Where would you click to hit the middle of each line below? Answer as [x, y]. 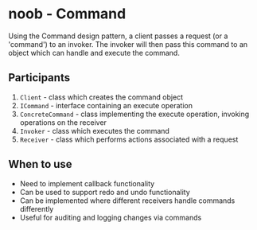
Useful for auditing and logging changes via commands [111, 217]
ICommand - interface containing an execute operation [106, 105]
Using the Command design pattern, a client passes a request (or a [118, 36]
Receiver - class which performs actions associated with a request [129, 139]
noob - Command [67, 14]
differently [37, 209]
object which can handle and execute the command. [94, 53]
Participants [39, 78]
